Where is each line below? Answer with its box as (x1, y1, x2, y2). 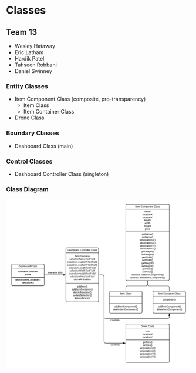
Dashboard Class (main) (14, 142, 73, 149)
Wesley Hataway (14, 42, 56, 49)
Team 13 (6, 27, 38, 37)
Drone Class (14, 114, 45, 121)
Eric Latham (14, 49, 44, 56)
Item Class (23, 102, 49, 109)
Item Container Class (23, 108, 75, 115)
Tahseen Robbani (14, 61, 57, 68)
